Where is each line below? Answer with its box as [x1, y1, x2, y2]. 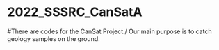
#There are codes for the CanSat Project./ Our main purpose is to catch [7, 27, 212, 35]
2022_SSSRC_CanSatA [7, 4, 143, 20]
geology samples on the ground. [7, 34, 101, 42]
